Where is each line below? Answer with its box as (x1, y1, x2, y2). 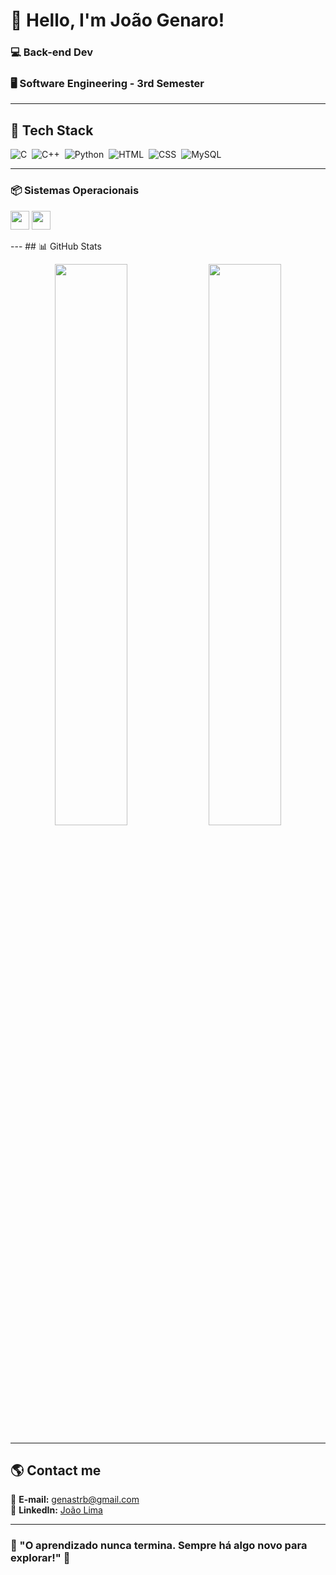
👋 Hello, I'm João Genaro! (10, 9, 225, 32)
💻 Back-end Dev (10, 45, 93, 59)
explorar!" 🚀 (10, 1551, 71, 1565)
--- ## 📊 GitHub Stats (10, 240, 102, 252)
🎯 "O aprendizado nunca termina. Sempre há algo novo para (10, 1539, 308, 1553)
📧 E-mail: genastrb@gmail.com (10, 1494, 140, 1506)
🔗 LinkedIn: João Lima (10, 1504, 103, 1516)
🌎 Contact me (10, 1462, 102, 1479)
